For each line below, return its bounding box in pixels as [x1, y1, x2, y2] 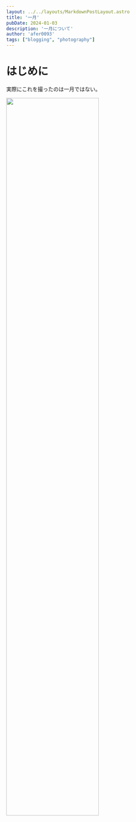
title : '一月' [6, 14, 40, 20]
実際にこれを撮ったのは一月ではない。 [6, 85, 101, 93]
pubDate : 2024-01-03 [6, 20, 58, 26]
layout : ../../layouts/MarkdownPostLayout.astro [6, 8, 130, 15]
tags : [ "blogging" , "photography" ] [6, 37, 95, 43]
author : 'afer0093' [6, 31, 55, 37]
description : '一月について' [6, 25, 74, 32]
